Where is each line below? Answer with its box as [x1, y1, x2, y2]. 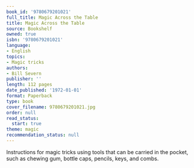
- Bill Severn [6, 70, 42, 76]
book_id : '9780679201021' [6, 8, 71, 15]
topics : [6, 54, 26, 60]
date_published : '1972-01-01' [6, 87, 83, 93]
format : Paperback [6, 93, 52, 99]
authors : [6, 64, 28, 71]
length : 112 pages [6, 82, 52, 88]
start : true [11, 121, 42, 127]
